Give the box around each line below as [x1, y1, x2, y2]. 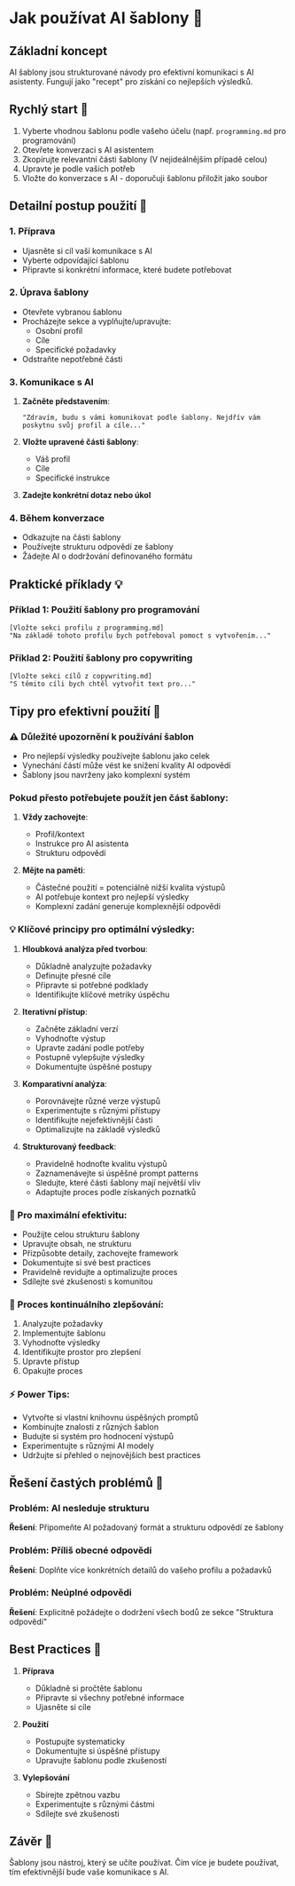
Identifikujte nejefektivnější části [35, 1114, 153, 1125]
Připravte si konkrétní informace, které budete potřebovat [21, 264, 232, 274]
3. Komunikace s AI [9, 376, 95, 388]
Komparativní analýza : [21, 1078, 108, 1089]
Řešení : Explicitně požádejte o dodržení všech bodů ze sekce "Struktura [9, 1606, 274, 1617]
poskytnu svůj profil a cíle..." [21, 421, 146, 430]
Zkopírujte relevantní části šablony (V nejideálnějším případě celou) [21, 154, 268, 164]
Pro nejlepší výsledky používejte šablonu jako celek [21, 750, 211, 762]
